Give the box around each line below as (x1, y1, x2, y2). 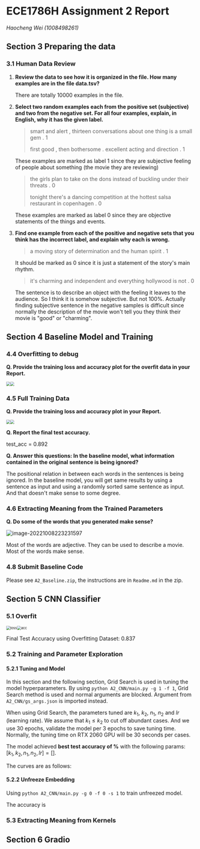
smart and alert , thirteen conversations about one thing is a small (29, 128, 192, 135)
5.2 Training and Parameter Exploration (6, 650, 123, 658)
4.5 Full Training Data (6, 394, 70, 403)
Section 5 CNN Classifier (6, 594, 101, 604)
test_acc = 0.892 (6, 440, 48, 448)
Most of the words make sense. (6, 548, 84, 555)
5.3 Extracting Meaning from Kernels (6, 816, 116, 824)
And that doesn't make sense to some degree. (6, 489, 121, 497)
